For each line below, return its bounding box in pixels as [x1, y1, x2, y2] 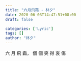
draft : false [5, 17, 33, 22]
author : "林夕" [5, 36, 36, 41]
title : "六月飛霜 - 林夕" [5, 7, 56, 13]
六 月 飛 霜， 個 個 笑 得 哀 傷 [5, 50, 66, 56]
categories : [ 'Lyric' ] [5, 26, 53, 31]
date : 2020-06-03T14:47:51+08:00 [5, 12, 76, 17]
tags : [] [5, 31, 24, 36]
